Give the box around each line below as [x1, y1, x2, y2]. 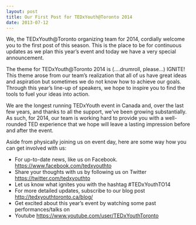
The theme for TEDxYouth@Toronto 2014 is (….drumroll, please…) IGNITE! [6, 66, 185, 73]
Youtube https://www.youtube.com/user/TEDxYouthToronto [14, 212, 159, 219]
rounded [6, 121, 27, 128]
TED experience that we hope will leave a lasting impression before [28, 121, 191, 128]
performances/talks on [14, 206, 70, 213]
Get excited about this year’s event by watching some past [14, 200, 157, 207]
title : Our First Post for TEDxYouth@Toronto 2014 [6, 14, 133, 20]
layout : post [6, 8, 38, 15]
